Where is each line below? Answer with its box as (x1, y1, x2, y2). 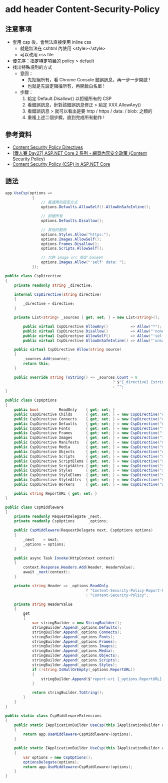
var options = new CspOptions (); (23, 755, 93, 760)
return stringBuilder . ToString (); (31, 690, 104, 695)
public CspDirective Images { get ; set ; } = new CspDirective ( (14, 435, 160, 440)
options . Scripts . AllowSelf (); (40, 246, 104, 251)
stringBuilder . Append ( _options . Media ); (31, 648, 115, 653)
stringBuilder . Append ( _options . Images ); (31, 644, 117, 649)
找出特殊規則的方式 (12, 64, 52, 70)
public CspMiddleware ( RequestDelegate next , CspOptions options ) (14, 528, 153, 533)
